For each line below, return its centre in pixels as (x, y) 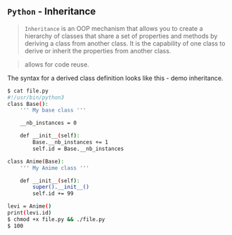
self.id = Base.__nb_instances (78, 149)
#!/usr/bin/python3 (36, 98)
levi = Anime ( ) (30, 206)
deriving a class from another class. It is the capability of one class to (125, 43)
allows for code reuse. (57, 64)
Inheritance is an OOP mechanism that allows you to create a (114, 28)
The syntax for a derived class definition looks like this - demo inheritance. (115, 78)
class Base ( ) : (28, 104)
